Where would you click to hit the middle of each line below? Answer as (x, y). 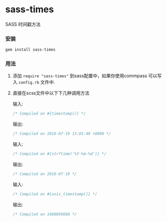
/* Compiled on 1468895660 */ (45, 214)
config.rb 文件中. (37, 82)
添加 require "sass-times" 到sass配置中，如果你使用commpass (80, 76)
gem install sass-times (31, 50)
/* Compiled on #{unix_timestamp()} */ (55, 194)
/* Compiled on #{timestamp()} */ (49, 114)
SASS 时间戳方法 (23, 24)
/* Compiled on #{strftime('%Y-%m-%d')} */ (60, 154)
